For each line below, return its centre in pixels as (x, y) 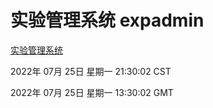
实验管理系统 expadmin (107, 20)
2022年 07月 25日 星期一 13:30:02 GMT (92, 92)
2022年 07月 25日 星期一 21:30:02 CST (91, 71)
